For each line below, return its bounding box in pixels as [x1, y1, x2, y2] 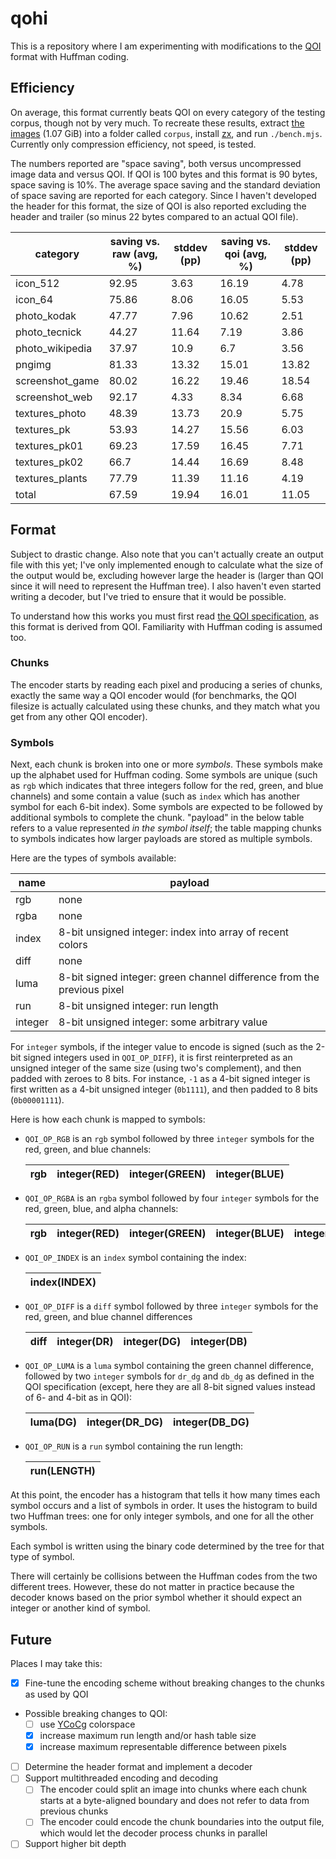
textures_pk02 [15, 455, 84, 469]
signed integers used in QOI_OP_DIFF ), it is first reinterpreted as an [23, 1052, 293, 1064]
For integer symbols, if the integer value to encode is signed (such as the [10, 1041, 314, 1053]
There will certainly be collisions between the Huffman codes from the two [10, 1570, 318, 1582]
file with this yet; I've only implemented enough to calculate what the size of [10, 558, 324, 571]
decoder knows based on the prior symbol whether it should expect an [10, 1592, 303, 1604]
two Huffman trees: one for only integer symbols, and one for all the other [10, 1510, 314, 1522]
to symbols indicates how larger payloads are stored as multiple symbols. [10, 833, 313, 845]
